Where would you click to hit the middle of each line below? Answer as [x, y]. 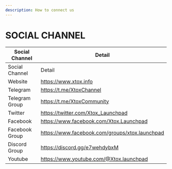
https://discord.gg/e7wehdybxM [80, 147]
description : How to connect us [40, 10]
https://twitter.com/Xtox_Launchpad [84, 113]
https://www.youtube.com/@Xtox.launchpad [94, 159]
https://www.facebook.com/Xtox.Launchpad [94, 121]
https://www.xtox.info [67, 81]
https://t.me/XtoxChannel [71, 90]
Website [18, 81]
